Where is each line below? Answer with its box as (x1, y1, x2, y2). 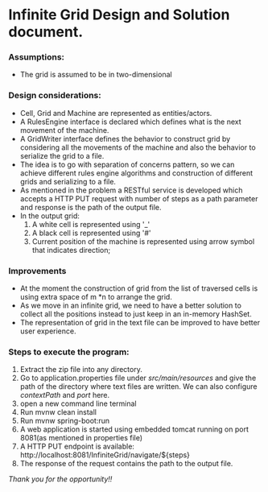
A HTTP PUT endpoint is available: (19, 441, 135, 452)
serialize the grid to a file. (19, 151, 105, 160)
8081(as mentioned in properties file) (19, 433, 143, 443)
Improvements (8, 265, 67, 276)
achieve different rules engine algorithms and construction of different (19, 167, 254, 178)
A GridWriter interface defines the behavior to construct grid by (19, 134, 231, 143)
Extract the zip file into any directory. (19, 365, 142, 374)
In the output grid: (19, 211, 80, 221)
